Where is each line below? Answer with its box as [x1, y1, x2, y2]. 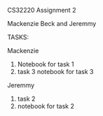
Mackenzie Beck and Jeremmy [7, 20, 97, 27]
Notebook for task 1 [17, 60, 74, 68]
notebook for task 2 [17, 102, 75, 110]
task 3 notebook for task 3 [17, 68, 94, 75]
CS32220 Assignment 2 [7, 6, 76, 14]
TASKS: [7, 33, 29, 41]
